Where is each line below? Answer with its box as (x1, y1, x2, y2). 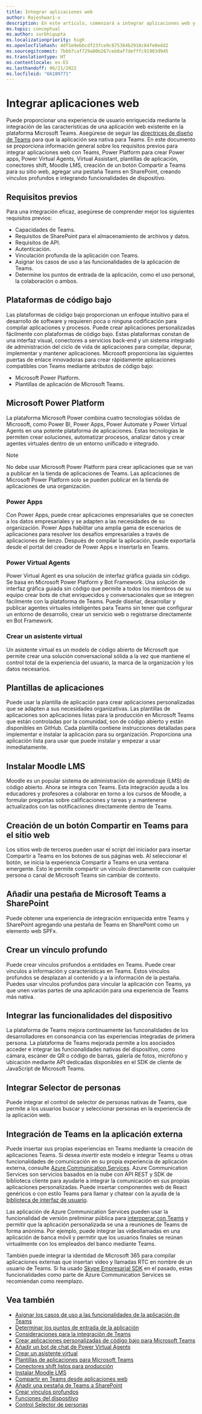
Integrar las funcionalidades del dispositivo (6, 1010, 172, 1021)
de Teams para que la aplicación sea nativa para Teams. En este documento (6, 136, 196, 143)
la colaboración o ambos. (14, 277, 78, 285)
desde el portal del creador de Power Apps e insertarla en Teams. (6, 543, 170, 550)
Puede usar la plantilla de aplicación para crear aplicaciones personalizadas (6, 699, 195, 706)
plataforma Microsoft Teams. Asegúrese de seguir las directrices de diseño (6, 129, 194, 137)
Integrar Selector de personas (6, 1082, 121, 1093)
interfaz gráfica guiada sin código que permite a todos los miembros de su (6, 585, 192, 592)
